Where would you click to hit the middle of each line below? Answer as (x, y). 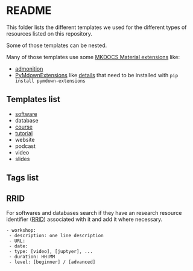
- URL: (17, 241)
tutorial (24, 133)
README (29, 11)
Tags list (23, 178)
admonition (29, 69)
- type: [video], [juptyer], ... (51, 251)
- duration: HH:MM (32, 257)
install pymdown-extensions (50, 81)
